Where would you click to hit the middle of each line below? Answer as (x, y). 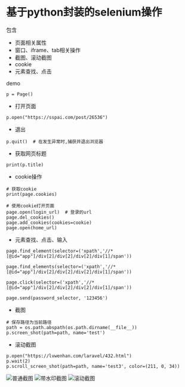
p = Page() (20, 94)
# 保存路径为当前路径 (29, 322)
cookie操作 (28, 176)
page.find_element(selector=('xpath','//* (60, 251)
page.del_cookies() (30, 217)
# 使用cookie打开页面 (30, 206)
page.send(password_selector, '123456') (57, 298)
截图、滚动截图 (33, 57)
